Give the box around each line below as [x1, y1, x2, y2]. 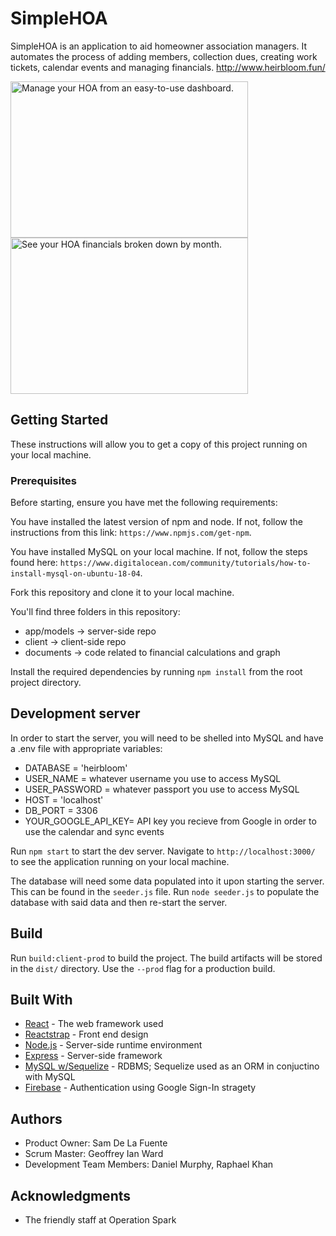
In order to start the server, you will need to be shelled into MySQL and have [10, 732, 324, 744]
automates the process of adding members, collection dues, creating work [10, 50, 318, 62]
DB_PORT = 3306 [24, 804, 98, 816]
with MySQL [24, 1071, 76, 1083]
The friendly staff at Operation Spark [24, 1214, 177, 1226]
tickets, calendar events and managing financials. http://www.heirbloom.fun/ [10, 61, 326, 73]
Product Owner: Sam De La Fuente [24, 1137, 168, 1149]
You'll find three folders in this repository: [10, 606, 181, 618]
